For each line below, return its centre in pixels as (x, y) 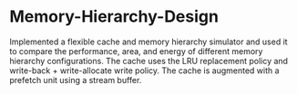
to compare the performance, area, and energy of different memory (136, 51)
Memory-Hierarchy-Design (114, 17)
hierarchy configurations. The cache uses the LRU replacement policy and (149, 61)
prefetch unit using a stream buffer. (76, 80)
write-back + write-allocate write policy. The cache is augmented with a (144, 70)
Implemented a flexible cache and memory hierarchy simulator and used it (149, 42)
